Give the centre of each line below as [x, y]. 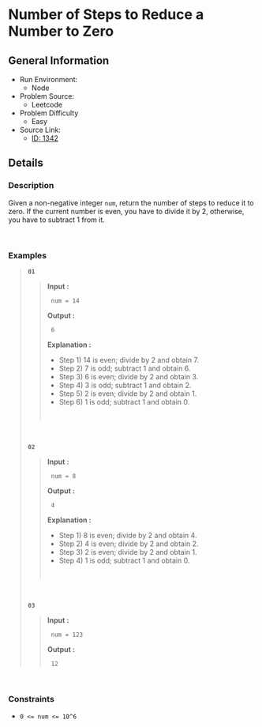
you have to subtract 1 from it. [56, 220]
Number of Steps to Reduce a [106, 15]
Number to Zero [61, 31]
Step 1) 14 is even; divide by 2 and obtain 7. [129, 360]
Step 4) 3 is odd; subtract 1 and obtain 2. [125, 385]
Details [26, 163]
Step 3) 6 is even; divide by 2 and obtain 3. [129, 376]
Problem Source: [47, 96]
